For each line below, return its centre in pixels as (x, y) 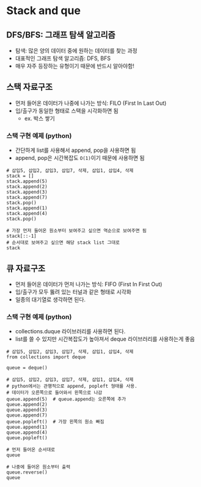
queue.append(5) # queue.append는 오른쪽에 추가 (66, 399)
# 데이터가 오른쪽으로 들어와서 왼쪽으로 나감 (54, 393)
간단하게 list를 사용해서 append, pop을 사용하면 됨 (75, 150)
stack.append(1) (27, 208)
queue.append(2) (27, 405)
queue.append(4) (27, 432)
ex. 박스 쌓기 (39, 118)
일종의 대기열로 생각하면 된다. (50, 299)
